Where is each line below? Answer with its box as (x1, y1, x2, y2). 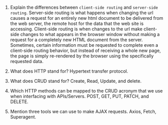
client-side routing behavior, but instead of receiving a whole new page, (10, 48, 161, 53)
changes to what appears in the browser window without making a (20, 32, 160, 37)
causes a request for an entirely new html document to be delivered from (10, 15, 163, 21)
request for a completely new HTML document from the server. (10, 37, 143, 43)
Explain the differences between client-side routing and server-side (10, 5, 158, 10)
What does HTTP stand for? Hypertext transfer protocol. (10, 68, 128, 74)
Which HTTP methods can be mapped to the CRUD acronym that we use (10, 88, 163, 93)
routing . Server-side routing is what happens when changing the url (10, 10, 154, 16)
